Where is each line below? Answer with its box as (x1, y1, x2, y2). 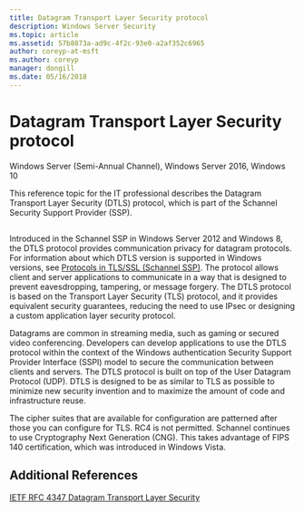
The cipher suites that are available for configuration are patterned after (9, 413, 279, 424)
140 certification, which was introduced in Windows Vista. (9, 441, 227, 453)
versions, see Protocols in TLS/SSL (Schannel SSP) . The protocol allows (9, 262, 279, 273)
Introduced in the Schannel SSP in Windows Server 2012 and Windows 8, (9, 233, 283, 245)
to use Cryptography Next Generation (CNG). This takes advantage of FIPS (9, 432, 290, 443)
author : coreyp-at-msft (9, 47, 100, 56)
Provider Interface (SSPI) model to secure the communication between (9, 357, 274, 368)
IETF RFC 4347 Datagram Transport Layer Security (9, 491, 201, 503)
